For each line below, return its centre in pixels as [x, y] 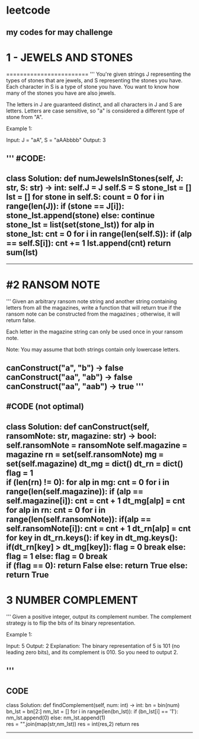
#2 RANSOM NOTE [53, 285]
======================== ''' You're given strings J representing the [99, 74]
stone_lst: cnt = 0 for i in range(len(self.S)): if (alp [99, 234]
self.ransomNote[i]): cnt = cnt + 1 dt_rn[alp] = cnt [99, 528]
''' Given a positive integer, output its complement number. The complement [99, 616]
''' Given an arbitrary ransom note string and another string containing [92, 301]
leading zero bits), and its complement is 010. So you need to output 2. [92, 652]
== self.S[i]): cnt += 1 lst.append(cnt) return [89, 243]
